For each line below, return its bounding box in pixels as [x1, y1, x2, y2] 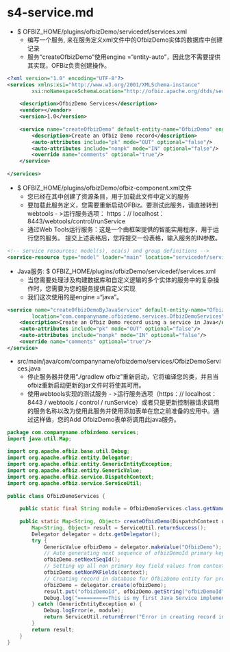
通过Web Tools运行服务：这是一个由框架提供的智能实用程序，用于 [27, 225, 214, 234]
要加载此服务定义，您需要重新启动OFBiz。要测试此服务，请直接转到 [27, 201, 218, 209]
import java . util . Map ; [7, 435, 72, 442]
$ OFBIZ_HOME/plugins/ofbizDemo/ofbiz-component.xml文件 [16, 184, 192, 192]
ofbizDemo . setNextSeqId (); [43, 556, 121, 563]
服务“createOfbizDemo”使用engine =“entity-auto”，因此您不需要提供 [27, 53, 221, 61]
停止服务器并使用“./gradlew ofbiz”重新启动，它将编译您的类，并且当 [27, 372, 219, 381]
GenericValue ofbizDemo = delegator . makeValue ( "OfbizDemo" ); [43, 543, 222, 551]
